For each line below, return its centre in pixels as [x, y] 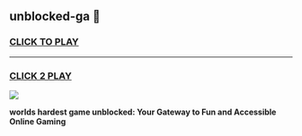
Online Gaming [38, 121]
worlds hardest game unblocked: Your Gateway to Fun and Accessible [143, 112]
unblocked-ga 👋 [55, 17]
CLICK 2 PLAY [40, 75]
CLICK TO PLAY [44, 42]
